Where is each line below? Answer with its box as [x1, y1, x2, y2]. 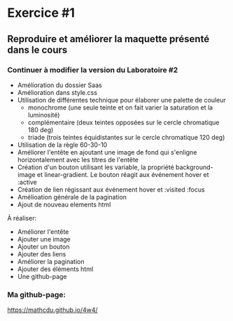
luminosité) [27, 110, 60, 119]
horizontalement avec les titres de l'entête [17, 155, 139, 164]
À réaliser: [7, 214, 37, 222]
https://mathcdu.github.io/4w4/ [7, 306, 98, 314]
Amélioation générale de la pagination [17, 192, 127, 201]
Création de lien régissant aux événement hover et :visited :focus [17, 185, 205, 194]
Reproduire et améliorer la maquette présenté [7, 33, 210, 45]
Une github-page [17, 272, 68, 280]
